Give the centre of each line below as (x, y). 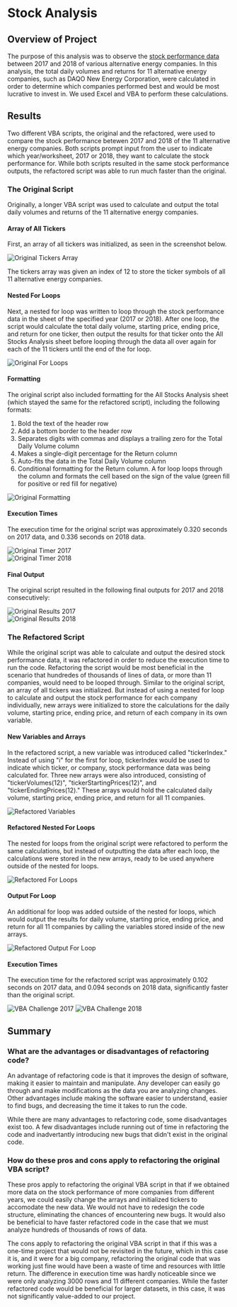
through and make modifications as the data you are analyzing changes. (112, 1090)
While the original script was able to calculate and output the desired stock (116, 653)
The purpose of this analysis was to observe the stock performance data (113, 56)
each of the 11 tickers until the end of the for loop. (80, 349)
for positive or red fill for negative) (68, 483)
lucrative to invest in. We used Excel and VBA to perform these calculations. (118, 94)
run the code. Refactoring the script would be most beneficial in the (106, 668)
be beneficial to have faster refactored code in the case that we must (108, 1222)
